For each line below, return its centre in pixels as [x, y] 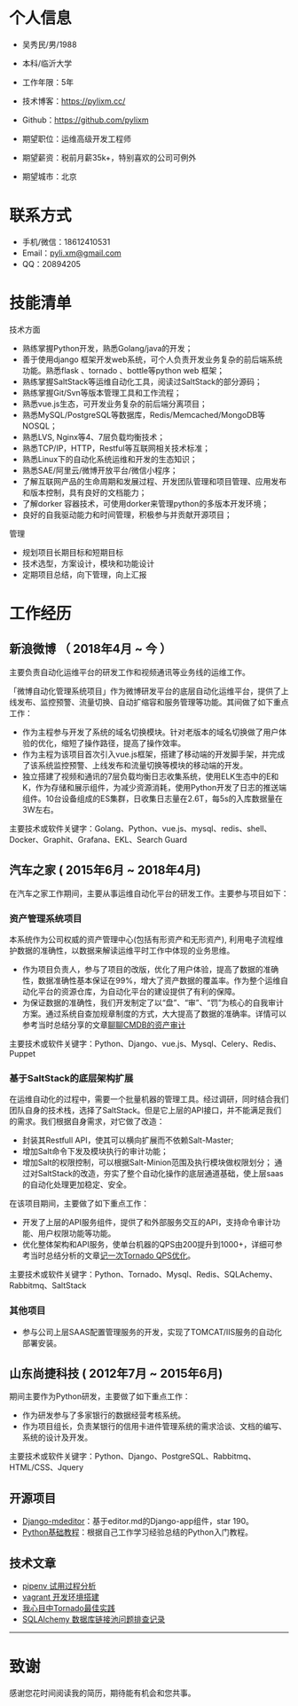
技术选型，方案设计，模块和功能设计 [88, 563]
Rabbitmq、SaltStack [48, 1285]
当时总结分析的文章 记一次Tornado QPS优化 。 [113, 1255]
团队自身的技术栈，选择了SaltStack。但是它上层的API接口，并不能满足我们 [145, 1111]
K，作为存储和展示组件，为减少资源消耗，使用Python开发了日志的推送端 [154, 787]
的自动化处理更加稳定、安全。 [76, 1184]
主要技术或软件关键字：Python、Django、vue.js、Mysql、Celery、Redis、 [145, 1043]
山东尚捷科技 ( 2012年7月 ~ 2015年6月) [116, 1373]
